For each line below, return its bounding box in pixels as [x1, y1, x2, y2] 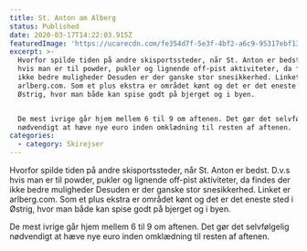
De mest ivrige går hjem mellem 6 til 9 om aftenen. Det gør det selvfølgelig [9, 221, 290, 232]
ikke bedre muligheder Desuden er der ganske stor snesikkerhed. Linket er [9, 184, 291, 194]
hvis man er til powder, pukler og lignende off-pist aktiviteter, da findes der [9, 174, 291, 185]
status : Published [9, 22, 79, 31]
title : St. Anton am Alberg [9, 13, 117, 23]
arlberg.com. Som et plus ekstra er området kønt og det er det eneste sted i [9, 193, 294, 204]
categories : [9, 131, 55, 141]
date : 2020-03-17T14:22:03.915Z [9, 30, 132, 39]
